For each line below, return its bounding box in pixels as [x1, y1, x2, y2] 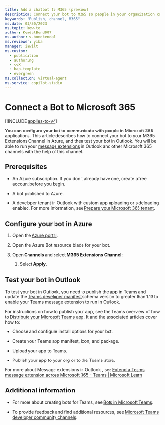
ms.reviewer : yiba [5, 39, 43, 44]
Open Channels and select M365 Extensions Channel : [12, 252, 123, 258]
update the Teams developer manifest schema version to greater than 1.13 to [5, 294, 159, 299]
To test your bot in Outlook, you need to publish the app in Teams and [5, 289, 146, 294]
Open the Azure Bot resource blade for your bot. [12, 242, 110, 248]
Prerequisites [5, 163, 47, 171]
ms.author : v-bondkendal [5, 35, 56, 40]
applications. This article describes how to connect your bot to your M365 [5, 132, 155, 138]
